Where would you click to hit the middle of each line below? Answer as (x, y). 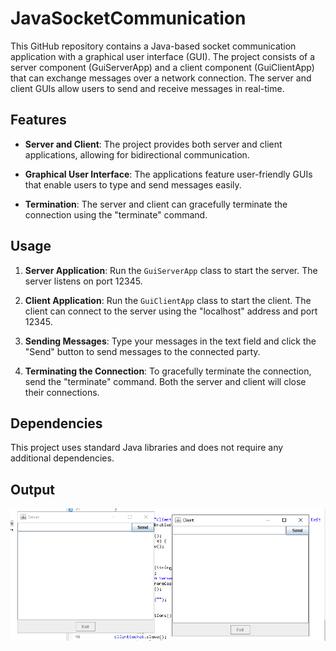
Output (32, 489)
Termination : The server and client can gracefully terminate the (156, 204)
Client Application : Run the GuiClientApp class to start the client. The (168, 300)
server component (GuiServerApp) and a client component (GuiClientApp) (162, 67)
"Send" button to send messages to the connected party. (142, 351)
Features (38, 120)
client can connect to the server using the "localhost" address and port (171, 311)
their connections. (62, 392)
